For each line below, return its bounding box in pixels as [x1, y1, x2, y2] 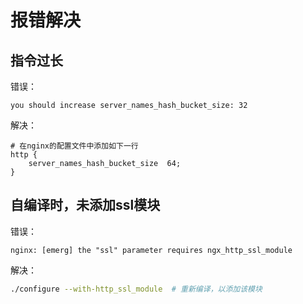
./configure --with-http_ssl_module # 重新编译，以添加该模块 [10, 284, 263, 294]
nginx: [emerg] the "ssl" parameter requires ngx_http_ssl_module [10, 245, 293, 255]
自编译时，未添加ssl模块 [10, 197, 161, 214]
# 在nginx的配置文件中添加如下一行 [10, 141, 139, 151]
